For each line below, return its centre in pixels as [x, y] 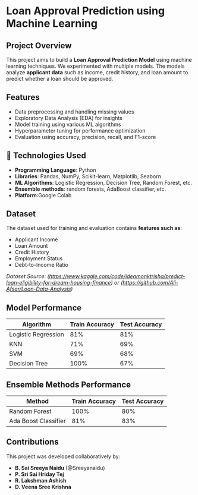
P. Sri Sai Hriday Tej [39, 474]
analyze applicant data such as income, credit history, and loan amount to [97, 72]
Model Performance [44, 308]
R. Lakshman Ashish [40, 480]
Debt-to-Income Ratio [41, 265]
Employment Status [39, 258]
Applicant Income [36, 239]
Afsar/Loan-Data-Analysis [39, 289]
